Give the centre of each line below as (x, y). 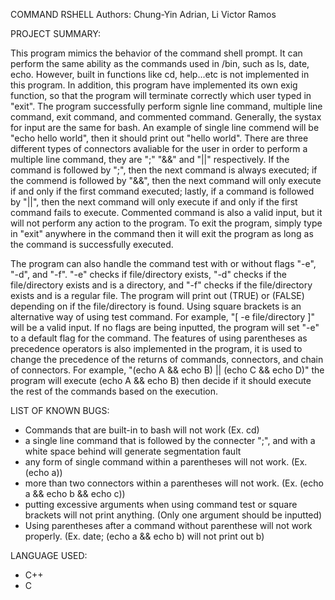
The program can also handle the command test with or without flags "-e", (163, 263)
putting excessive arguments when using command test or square (161, 504)
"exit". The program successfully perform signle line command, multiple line (166, 106)
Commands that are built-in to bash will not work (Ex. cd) (142, 430)
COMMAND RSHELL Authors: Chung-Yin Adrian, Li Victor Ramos (143, 14)
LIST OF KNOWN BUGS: (60, 410)
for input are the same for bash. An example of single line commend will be (165, 127)
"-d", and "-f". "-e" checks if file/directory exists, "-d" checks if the (148, 274)
